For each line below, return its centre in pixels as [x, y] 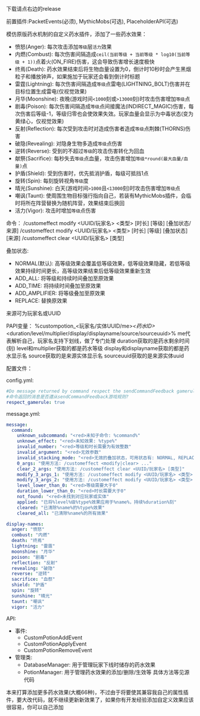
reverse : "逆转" [31, 574]
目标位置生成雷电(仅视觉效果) [51, 91]
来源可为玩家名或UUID [34, 313]
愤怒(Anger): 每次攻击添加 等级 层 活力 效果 [63, 47]
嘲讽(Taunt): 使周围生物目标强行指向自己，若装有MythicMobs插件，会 [100, 196]
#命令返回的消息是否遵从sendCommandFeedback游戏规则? [68, 397]
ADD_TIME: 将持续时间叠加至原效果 [58, 286]
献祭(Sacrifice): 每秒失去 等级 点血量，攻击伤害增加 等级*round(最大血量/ [99, 158]
